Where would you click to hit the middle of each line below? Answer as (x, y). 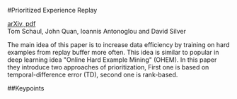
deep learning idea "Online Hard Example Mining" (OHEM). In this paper (112, 60)
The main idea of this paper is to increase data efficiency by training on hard (118, 45)
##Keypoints (26, 88)
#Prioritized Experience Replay (52, 10)
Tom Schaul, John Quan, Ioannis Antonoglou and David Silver (97, 31)
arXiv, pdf (22, 24)
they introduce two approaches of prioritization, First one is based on (108, 67)
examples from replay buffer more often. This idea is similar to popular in (113, 52)
